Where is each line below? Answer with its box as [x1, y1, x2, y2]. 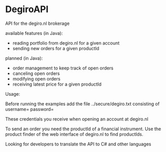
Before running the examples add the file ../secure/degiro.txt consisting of [5, 100, 160, 107]
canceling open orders [12, 70, 60, 77]
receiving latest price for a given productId [12, 81, 102, 87]
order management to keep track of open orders [12, 65, 114, 71]
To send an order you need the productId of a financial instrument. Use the [5, 126, 161, 132]
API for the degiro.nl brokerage [5, 20, 70, 26]
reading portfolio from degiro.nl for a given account [12, 40, 120, 46]
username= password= [5, 106, 54, 112]
